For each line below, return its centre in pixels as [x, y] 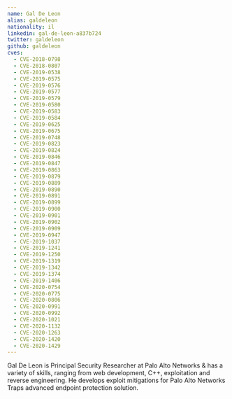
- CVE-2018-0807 [37, 66]
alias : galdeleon [32, 20]
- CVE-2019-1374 [37, 274]
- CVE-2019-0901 [37, 216]
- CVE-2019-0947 [37, 235]
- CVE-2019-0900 [37, 209]
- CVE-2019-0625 [37, 124]
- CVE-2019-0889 [37, 183]
